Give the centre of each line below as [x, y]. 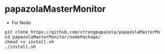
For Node [21, 23]
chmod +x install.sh [30, 42]
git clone [16, 32]
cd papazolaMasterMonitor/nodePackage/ [53, 37]
